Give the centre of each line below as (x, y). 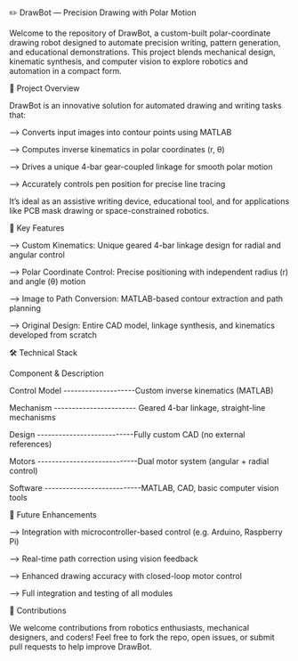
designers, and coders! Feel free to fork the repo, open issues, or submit (142, 637)
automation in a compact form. (65, 71)
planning (25, 308)
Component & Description (56, 373)
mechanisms (32, 417)
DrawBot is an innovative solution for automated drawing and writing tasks (145, 106)
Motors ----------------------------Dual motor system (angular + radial (139, 461)
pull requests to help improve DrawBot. (81, 647)
